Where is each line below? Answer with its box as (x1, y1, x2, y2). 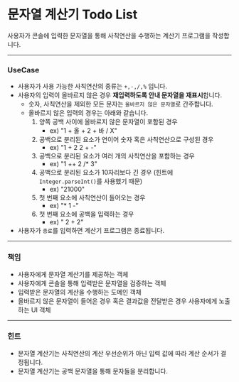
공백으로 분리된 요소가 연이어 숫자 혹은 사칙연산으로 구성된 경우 (38, 136, 214, 144)
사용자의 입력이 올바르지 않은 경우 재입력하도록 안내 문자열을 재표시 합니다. (17, 91, 223, 99)
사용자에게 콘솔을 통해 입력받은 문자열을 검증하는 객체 (17, 278, 166, 288)
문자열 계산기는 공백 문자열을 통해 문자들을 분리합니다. (17, 366, 169, 375)
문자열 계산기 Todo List (7, 6, 138, 23)
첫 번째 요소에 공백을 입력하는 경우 (38, 210, 134, 219)
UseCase (7, 65, 40, 75)
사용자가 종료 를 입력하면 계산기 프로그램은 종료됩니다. (17, 227, 165, 235)
